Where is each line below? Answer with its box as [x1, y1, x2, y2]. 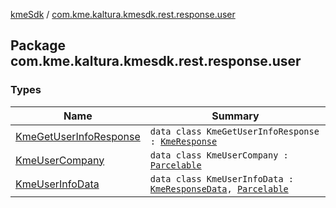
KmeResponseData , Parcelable [149, 183, 289, 194]
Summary [211, 109, 260, 123]
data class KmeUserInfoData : [149, 173, 294, 184]
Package [10, 37, 67, 54]
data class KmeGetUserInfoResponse [149, 125, 320, 137]
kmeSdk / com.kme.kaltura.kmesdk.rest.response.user [10, 9, 236, 20]
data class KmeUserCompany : [149, 149, 289, 161]
